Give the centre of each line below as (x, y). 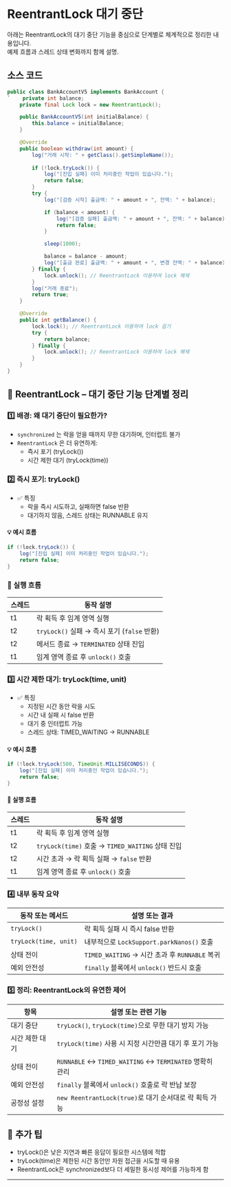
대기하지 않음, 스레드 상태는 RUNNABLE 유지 (88, 515)
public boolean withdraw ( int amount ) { (77, 149)
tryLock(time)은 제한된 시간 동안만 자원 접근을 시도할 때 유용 (98, 1161)
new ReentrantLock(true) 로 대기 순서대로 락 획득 (133, 1097)
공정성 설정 (27, 1102)
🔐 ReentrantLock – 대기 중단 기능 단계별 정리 (98, 394)
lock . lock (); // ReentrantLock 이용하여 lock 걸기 (101, 326)
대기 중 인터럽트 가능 (55, 724)
